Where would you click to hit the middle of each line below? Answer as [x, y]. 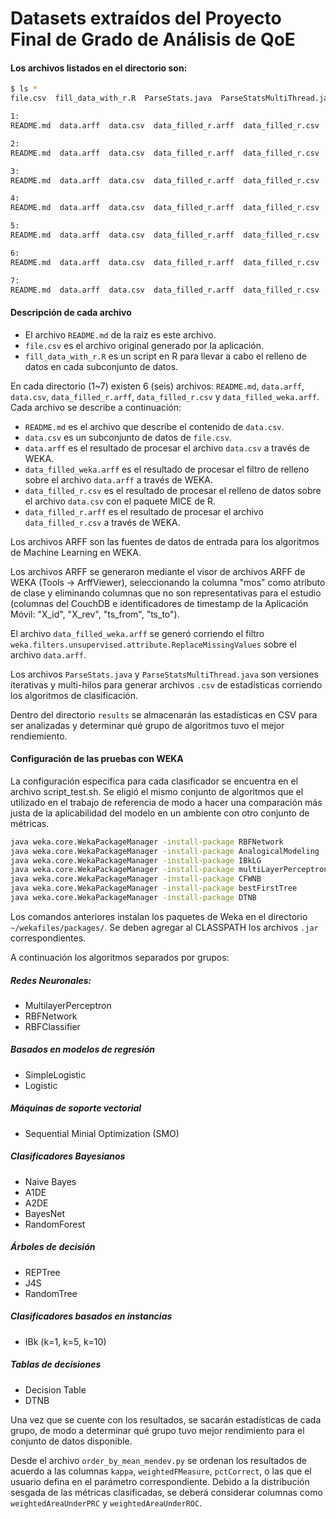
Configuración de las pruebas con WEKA [97, 759]
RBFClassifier [52, 1026]
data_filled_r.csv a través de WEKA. [102, 522]
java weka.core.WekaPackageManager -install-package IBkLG [136, 860]
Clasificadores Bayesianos [68, 1156]
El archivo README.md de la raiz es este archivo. [120, 334]
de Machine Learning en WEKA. [76, 552]
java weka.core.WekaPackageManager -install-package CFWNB [136, 879]
